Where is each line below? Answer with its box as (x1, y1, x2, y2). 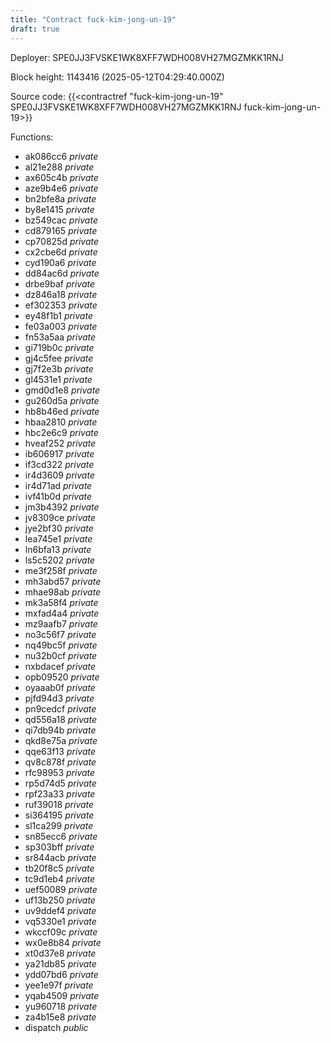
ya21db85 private (24, 957, 97, 970)
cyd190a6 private (24, 256, 97, 268)
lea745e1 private (24, 532, 93, 545)
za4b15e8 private (24, 1011, 97, 1023)
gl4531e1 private (24, 373, 93, 385)
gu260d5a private (24, 394, 100, 406)
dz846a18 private (24, 288, 98, 300)
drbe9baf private (24, 277, 96, 290)
